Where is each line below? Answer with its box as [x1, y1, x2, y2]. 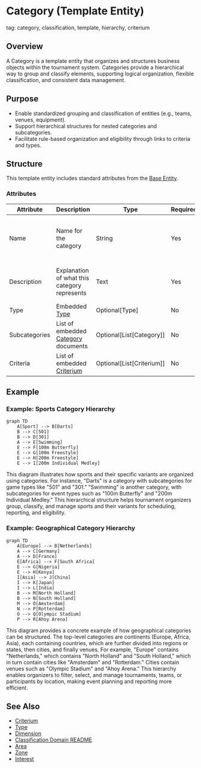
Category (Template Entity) [6, 4, 145, 18]
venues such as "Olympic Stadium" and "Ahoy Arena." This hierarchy [6, 665, 176, 672]
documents [56, 341, 88, 350]
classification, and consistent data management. [6, 76, 126, 83]
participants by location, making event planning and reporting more [6, 678, 172, 685]
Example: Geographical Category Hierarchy [6, 524, 136, 533]
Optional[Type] [95, 306, 139, 314]
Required [170, 205, 197, 213]
